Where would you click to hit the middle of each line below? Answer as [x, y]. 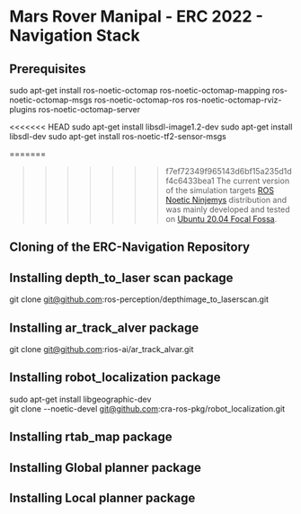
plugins [23, 109]
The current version [253, 181]
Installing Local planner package [102, 498]
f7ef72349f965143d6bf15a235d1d [229, 171]
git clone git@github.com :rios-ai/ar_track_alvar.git [102, 350]
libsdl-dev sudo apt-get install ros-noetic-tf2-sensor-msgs [118, 136]
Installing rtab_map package [91, 437]
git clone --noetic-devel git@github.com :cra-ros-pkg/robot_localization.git [147, 408]
